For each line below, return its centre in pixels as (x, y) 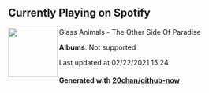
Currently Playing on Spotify (80, 13)
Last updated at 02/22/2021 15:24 (114, 62)
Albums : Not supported (97, 47)
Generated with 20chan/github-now (119, 80)
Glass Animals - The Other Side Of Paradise (130, 32)
